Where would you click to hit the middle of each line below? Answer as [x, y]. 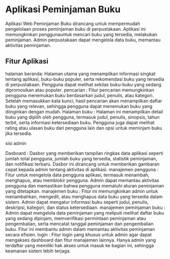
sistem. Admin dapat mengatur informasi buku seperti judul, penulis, [77, 202]
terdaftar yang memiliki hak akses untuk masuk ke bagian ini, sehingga [80, 245]
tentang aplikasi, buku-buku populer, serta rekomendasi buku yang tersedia [85, 79]
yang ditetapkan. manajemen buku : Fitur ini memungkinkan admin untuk [82, 191]
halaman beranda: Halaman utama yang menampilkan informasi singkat [80, 74]
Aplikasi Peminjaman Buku [63, 9]
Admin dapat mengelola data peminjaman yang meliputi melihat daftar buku [85, 213]
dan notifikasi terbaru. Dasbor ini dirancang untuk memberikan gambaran [82, 164]
